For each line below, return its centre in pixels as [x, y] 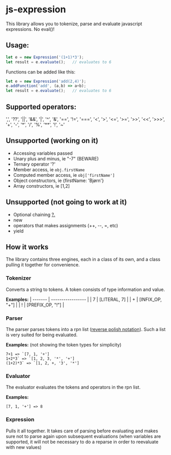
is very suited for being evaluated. [42, 335]
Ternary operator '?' [34, 164]
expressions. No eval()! [30, 29]
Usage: [18, 45]
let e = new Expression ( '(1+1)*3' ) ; [45, 57]
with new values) [24, 447]
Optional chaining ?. [34, 214]
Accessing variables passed [43, 153]
